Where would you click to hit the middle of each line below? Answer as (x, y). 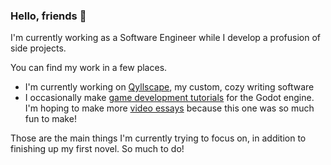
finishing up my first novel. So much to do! (97, 149)
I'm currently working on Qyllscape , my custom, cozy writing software (169, 87)
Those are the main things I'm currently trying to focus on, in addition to (158, 138)
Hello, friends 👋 (48, 16)
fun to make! (50, 119)
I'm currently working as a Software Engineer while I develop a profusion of (166, 38)
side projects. (38, 48)
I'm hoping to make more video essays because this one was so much (169, 108)
